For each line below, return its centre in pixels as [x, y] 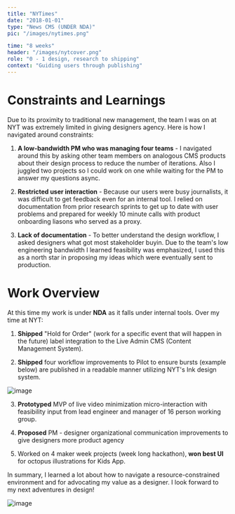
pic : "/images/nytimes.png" [48, 33]
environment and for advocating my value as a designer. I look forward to [113, 482]
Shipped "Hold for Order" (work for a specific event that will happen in [120, 333]
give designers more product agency [71, 440]
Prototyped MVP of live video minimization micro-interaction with [113, 404]
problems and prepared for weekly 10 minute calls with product [109, 214]
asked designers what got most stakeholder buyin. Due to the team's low [123, 242]
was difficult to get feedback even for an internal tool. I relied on [110, 199]
